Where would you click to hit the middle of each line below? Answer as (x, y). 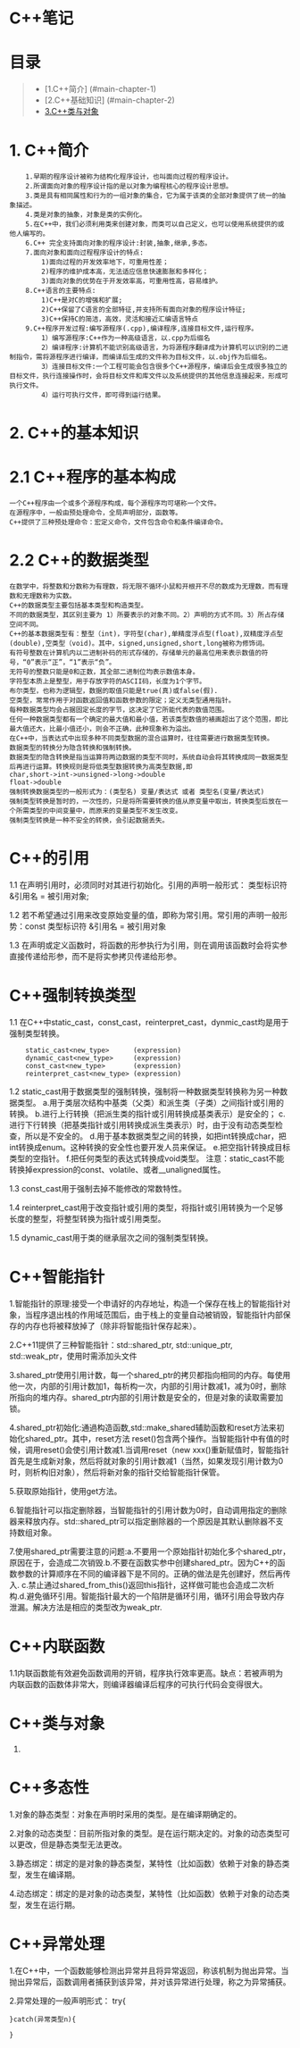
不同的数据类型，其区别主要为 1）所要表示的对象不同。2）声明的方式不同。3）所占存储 (147, 615)
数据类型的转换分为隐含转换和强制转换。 (72, 748)
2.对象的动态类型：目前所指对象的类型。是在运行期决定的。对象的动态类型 (146, 1833)
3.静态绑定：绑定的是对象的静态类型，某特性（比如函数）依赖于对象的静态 (146, 1863)
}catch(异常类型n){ (43, 2019)
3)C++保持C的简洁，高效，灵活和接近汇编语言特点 (120, 319)
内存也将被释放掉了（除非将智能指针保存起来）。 (112, 1325)
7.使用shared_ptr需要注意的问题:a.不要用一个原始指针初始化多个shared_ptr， (150, 1551)
